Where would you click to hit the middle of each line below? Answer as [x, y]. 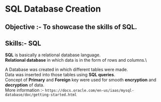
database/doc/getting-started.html [41, 95]
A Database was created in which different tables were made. [66, 69]
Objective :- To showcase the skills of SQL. [71, 27]
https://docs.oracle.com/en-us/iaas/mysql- [89, 91]
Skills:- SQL [23, 43]
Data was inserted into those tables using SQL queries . [60, 75]
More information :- [24, 90]
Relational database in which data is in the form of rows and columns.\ [76, 60]
